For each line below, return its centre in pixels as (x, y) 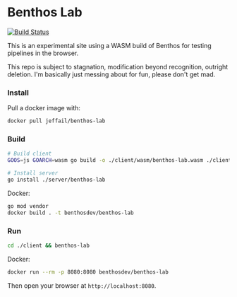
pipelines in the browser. (43, 53)
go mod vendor (28, 206)
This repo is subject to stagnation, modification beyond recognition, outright (118, 66)
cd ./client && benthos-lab (49, 245)
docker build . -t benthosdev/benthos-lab (71, 213)
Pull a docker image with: (44, 108)
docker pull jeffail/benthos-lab (56, 121)
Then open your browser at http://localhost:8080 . (82, 285)
